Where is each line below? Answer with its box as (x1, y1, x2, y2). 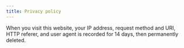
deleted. (6, 36, 26, 43)
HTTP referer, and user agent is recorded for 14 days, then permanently (6, 30, 179, 38)
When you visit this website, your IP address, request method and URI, (6, 24, 176, 31)
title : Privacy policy (6, 8, 61, 14)
